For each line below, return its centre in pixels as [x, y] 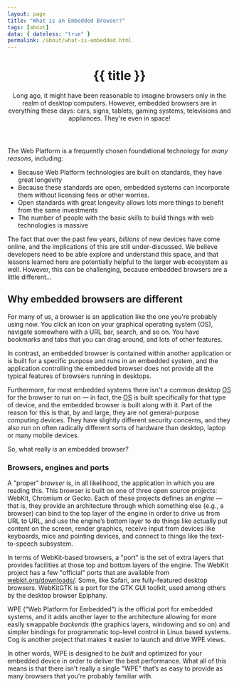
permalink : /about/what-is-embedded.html [70, 41]
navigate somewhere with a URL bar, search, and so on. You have [103, 332]
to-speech [22, 544]
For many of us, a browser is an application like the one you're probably [112, 316]
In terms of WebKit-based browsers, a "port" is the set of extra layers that [116, 558]
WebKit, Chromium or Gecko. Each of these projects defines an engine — [115, 498]
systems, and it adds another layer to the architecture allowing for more [112, 617]
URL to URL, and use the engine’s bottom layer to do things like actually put [117, 521]
